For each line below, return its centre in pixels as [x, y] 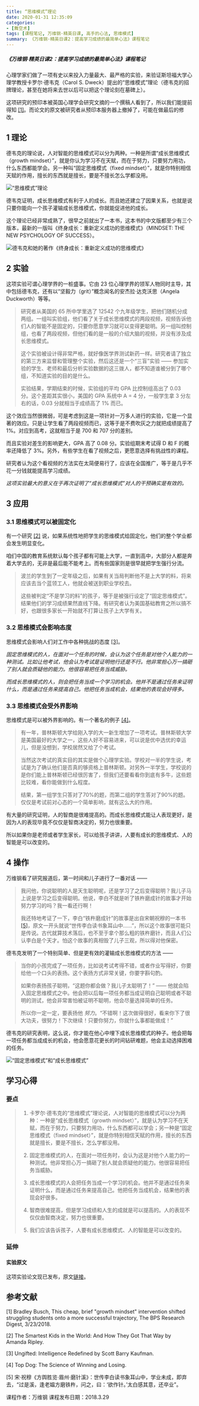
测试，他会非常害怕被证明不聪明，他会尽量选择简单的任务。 [103, 1000]
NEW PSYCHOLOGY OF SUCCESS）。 [52, 235]
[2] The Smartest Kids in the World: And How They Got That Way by [89, 1336]
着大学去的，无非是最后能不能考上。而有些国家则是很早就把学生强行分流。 [97, 563]
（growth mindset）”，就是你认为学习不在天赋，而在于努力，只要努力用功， [97, 160]
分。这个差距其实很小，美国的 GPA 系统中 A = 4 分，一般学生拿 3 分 [103, 395]
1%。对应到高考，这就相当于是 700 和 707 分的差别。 [71, 430]
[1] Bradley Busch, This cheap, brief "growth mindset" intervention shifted [96, 1312]
